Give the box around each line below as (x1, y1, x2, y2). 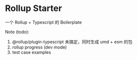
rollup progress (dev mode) (12, 44, 67, 50)
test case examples (12, 49, 51, 55)
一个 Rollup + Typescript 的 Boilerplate (5, 19, 82, 25)
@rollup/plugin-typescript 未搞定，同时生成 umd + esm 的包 (12, 39, 133, 45)
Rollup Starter (5, 3, 62, 14)
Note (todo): (5, 29, 30, 35)
